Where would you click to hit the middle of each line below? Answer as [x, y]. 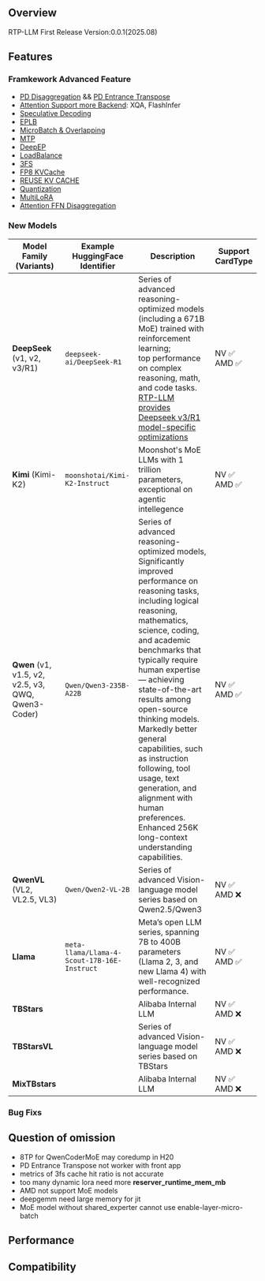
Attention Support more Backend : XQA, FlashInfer [100, 105]
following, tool [164, 768]
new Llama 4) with [172, 971]
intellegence [160, 509]
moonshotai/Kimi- [97, 475]
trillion [149, 469]
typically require [168, 659]
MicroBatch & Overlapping [62, 130]
